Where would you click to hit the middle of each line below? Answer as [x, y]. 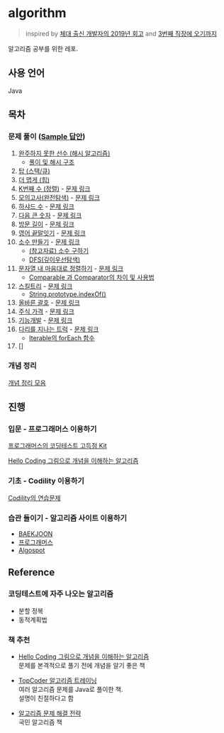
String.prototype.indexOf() [68, 294]
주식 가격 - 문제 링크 [46, 312]
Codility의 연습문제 [34, 498]
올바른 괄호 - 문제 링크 [49, 303]
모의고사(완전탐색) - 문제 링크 [59, 198]
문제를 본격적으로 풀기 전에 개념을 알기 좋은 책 [82, 665]
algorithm [37, 13]
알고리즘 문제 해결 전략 [50, 713]
